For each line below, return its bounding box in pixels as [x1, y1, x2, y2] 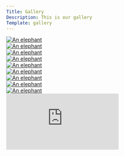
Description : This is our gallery [6, 14, 93, 20]
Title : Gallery [6, 8, 44, 15]
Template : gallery [6, 20, 52, 26]
